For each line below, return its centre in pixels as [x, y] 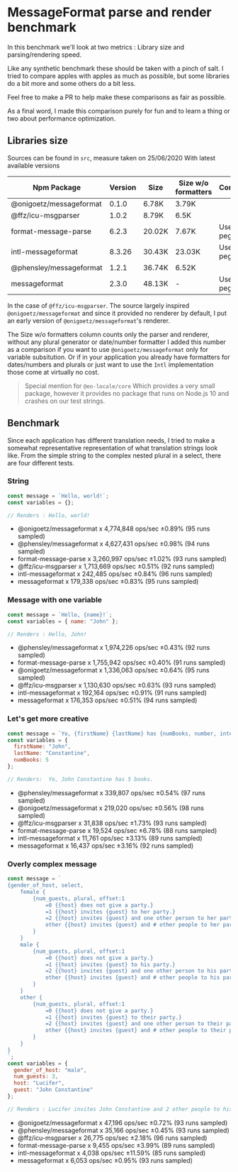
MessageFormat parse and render [109, 12]
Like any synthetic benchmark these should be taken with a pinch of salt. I [115, 68]
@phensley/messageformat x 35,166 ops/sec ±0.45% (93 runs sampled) [124, 1130]
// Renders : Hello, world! [49, 515]
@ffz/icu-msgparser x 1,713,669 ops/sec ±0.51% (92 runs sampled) [116, 566]
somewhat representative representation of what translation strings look [113, 448]
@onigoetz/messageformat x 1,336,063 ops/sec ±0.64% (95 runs [114, 670]
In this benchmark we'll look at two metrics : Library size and [96, 47]
